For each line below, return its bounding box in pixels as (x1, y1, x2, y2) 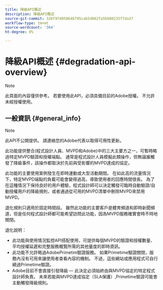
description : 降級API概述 (5, 12, 55, 16)
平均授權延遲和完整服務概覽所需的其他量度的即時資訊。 (12, 243, 123, 249)
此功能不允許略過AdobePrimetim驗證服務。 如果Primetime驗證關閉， (12, 249, 150, 255)
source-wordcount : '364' (5, 25, 55, 30)
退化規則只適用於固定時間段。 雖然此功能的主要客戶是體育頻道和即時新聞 (5, 204, 151, 211)
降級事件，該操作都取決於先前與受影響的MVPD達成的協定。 (13, 160, 132, 166)
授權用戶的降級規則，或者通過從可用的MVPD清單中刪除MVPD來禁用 (9, 188, 145, 194)
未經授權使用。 (5, 99, 35, 105)
